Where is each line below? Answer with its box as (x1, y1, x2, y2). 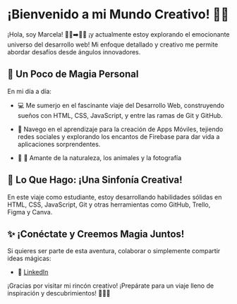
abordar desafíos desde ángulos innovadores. (7, 47, 141, 56)
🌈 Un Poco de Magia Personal (7, 68, 139, 80)
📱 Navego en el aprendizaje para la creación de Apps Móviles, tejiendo (17, 125, 224, 133)
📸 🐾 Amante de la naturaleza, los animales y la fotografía (17, 153, 182, 162)
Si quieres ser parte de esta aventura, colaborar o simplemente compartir (7, 247, 221, 255)
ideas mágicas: (7, 254, 51, 263)
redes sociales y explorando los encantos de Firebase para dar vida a (17, 132, 220, 140)
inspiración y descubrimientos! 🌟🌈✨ (7, 289, 111, 298)
